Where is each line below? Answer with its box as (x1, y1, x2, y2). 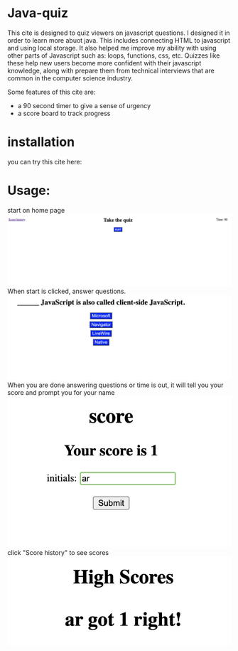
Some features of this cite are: (7, 88, 96, 96)
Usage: (7, 183, 51, 199)
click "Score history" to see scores (7, 548, 109, 556)
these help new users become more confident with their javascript (7, 58, 202, 67)
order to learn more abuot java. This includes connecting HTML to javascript (7, 36, 231, 44)
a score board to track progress (17, 109, 111, 117)
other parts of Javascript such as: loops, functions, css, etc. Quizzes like (7, 51, 220, 60)
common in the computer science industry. (7, 73, 133, 83)
